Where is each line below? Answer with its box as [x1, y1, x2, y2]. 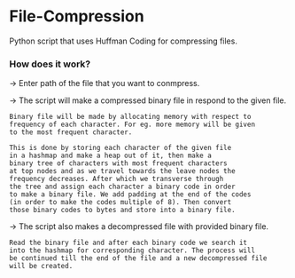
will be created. [9, 262, 74, 271]
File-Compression [9, 6, 144, 27]
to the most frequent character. [9, 128, 133, 137]
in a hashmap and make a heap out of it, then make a [9, 151, 213, 161]
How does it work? [9, 58, 91, 70]
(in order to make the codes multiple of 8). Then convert [9, 198, 232, 207]
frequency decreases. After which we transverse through [9, 175, 224, 184]
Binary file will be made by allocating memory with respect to [9, 113, 252, 122]
